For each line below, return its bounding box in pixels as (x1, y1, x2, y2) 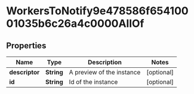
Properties (6, 40, 47, 51)
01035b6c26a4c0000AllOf (6, 17, 144, 30)
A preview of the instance (69, 68, 141, 76)
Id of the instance (69, 78, 118, 86)
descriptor (9, 68, 40, 76)
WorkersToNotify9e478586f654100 (6, 4, 189, 18)
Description (87, 58, 122, 66)
